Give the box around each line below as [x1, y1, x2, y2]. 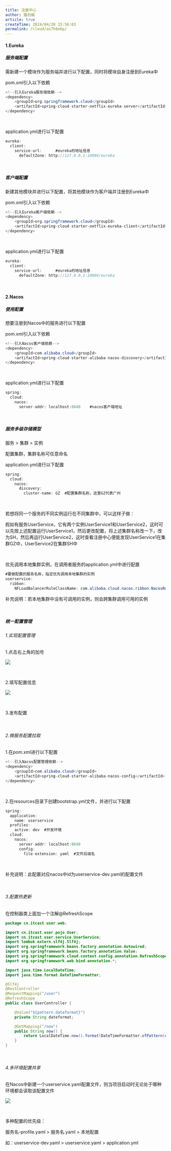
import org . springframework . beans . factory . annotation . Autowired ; [5, 944, 147, 949]
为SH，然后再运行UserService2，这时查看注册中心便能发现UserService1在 [5, 534, 161, 540]
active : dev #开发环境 [14, 827, 62, 833]
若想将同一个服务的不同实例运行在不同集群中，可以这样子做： [5, 511, 135, 517]
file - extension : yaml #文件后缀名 [23, 851, 95, 856]
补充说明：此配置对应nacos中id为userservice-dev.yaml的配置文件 [5, 871, 144, 877]
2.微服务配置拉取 [5, 732, 41, 738]
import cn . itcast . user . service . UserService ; [5, 935, 101, 940]
